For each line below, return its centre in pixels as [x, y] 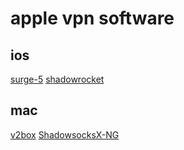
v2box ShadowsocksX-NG [65, 134]
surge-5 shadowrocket [57, 79]
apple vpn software [92, 18]
